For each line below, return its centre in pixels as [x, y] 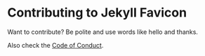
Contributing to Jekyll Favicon [97, 13]
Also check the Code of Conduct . [55, 45]
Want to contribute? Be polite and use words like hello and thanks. [103, 32]
